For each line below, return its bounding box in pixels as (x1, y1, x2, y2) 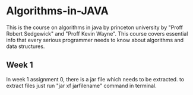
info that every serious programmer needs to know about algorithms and (6, 36, 184, 43)
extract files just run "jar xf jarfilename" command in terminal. (6, 82, 157, 89)
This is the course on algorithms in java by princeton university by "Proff (6, 24, 183, 31)
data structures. (6, 43, 45, 50)
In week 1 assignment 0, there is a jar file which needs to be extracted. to (6, 75, 185, 83)
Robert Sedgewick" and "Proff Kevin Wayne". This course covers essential (6, 30, 188, 37)
